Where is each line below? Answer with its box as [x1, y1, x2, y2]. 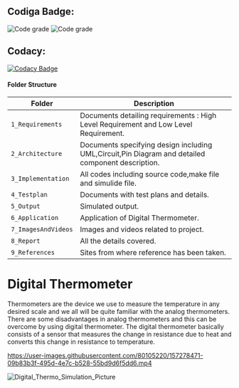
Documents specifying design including [80, 140, 213, 150]
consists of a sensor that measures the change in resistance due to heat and [7, 330, 232, 338]
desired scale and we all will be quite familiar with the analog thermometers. [7, 307, 230, 315]
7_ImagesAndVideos [11, 225, 73, 234]
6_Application [11, 214, 59, 221]
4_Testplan [11, 190, 48, 199]
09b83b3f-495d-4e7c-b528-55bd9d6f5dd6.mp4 [7, 359, 152, 367]
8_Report [11, 236, 41, 245]
